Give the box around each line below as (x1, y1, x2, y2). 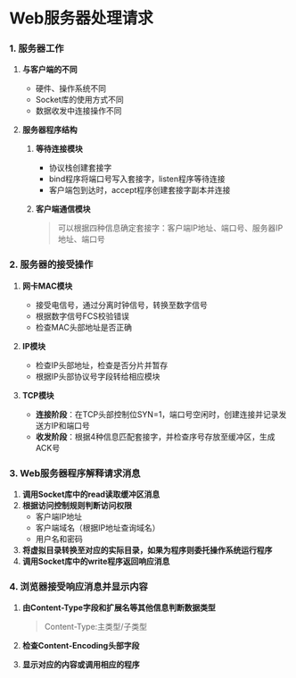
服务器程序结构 (21, 124, 78, 135)
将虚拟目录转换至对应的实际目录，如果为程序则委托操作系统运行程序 (21, 545, 273, 556)
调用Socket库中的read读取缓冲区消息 (21, 489, 160, 500)
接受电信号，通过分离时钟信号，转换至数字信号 (35, 299, 208, 310)
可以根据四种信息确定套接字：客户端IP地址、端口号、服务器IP (57, 222, 284, 233)
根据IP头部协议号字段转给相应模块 (35, 371, 160, 381)
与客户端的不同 (21, 64, 78, 75)
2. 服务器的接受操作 (9, 258, 94, 271)
